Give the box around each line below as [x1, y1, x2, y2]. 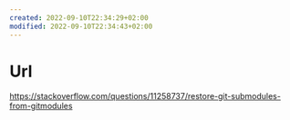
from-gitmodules [9, 101, 73, 112]
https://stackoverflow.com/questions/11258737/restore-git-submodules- [9, 91, 281, 102]
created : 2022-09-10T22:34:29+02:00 [9, 13, 149, 23]
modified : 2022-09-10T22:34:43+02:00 [9, 22, 153, 31]
